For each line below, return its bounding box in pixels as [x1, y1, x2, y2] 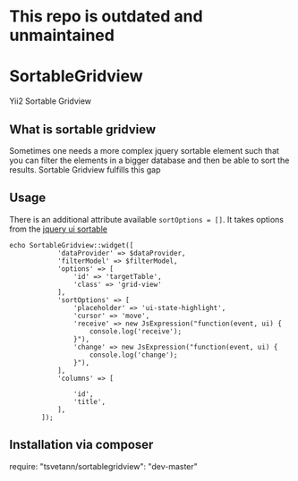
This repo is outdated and [9, 6, 203, 27]
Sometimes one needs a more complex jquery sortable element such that [9, 145, 280, 156]
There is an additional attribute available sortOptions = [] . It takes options [9, 214, 285, 224]
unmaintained [9, 25, 115, 46]
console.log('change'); [89, 350, 178, 359]
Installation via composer [9, 437, 154, 452]
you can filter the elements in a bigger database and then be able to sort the [9, 155, 290, 165]
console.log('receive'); [89, 326, 182, 336]
